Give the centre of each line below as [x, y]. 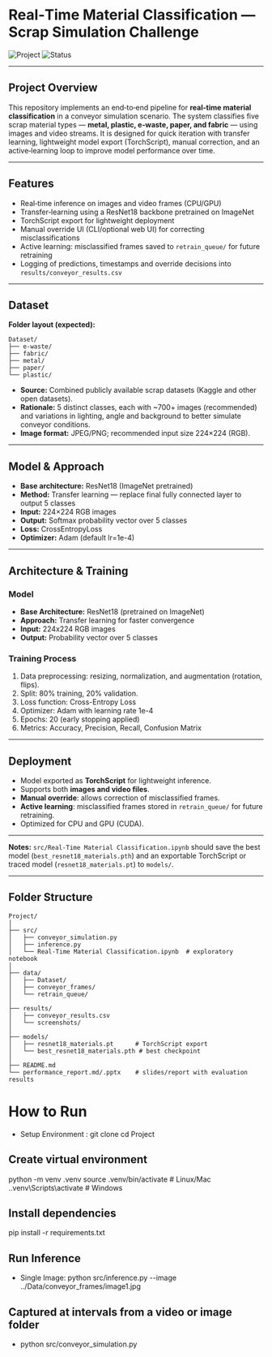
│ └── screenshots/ [45, 1023]
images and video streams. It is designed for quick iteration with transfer [129, 133]
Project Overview [53, 88]
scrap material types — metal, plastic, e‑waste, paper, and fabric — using [133, 124]
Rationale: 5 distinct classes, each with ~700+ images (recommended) [138, 407]
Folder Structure [51, 897]
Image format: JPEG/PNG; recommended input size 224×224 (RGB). [135, 433]
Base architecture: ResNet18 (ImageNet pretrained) [106, 486]
